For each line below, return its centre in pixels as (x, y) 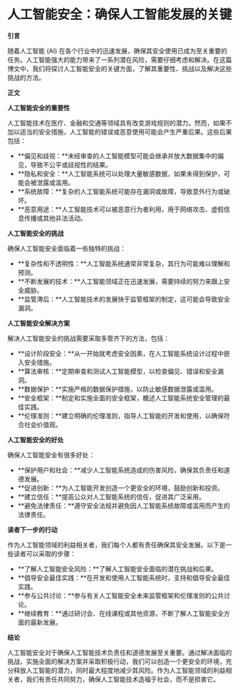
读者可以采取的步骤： (45, 553)
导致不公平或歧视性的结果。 (71, 164)
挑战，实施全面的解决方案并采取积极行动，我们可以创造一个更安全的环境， (116, 661)
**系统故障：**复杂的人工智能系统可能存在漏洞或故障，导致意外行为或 (121, 191)
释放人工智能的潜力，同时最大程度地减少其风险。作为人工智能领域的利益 (119, 670)
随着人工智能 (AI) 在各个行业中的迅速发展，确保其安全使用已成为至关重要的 (118, 51)
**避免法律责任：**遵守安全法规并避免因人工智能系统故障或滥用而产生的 (124, 506)
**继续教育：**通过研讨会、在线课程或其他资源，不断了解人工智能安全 (121, 613)
